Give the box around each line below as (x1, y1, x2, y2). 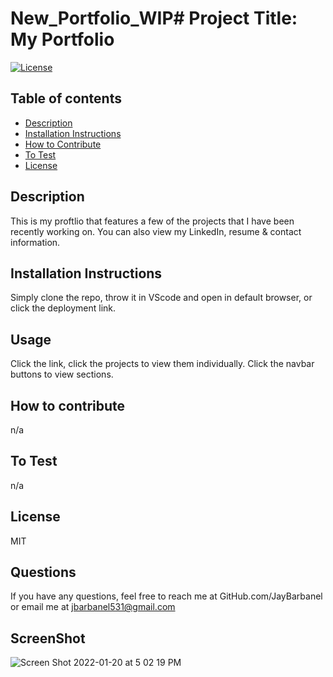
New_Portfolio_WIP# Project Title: (10, 7, 298, 30)
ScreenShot (10, 630, 86, 647)
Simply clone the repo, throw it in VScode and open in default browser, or (10, 292, 313, 304)
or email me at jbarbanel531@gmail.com (10, 601, 176, 613)
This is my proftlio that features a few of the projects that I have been (10, 215, 295, 227)
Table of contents (10, 90, 122, 107)
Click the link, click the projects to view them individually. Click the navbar (10, 358, 315, 370)
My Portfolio (10, 28, 115, 51)
